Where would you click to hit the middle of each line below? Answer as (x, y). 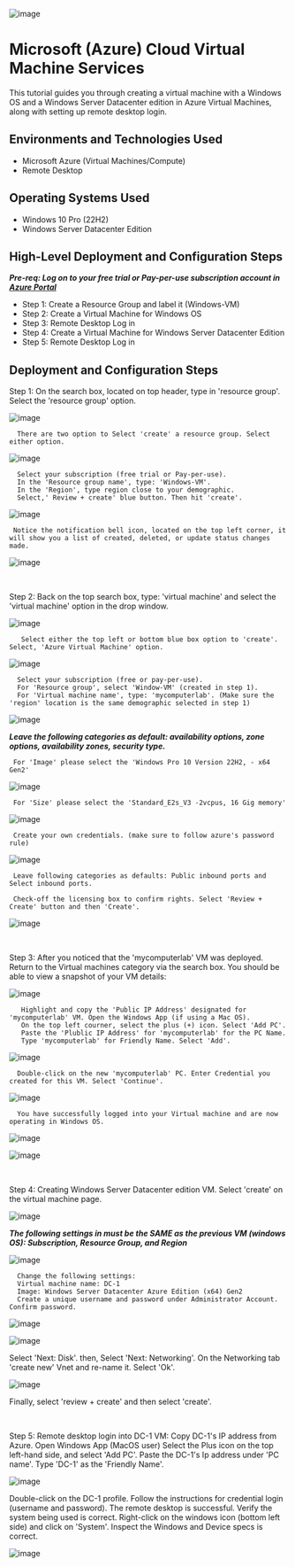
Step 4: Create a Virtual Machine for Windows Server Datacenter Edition (153, 333)
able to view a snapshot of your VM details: (88, 977)
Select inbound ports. (51, 884)
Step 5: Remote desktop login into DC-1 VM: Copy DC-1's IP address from (143, 1436)
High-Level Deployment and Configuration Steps (146, 256)
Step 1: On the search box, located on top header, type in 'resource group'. (145, 392)
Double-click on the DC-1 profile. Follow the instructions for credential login (147, 1499)
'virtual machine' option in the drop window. (89, 606)
